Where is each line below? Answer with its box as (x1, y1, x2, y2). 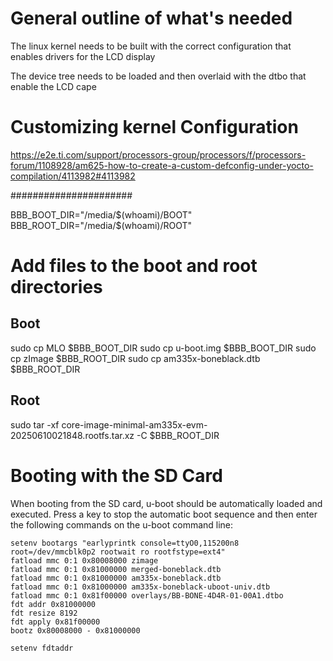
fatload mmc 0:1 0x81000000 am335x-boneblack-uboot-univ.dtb (10, 582, 271, 592)
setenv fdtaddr (10, 643, 74, 653)
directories (10, 276, 103, 299)
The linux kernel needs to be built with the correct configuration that (10, 40, 292, 52)
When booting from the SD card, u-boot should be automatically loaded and (10, 497, 323, 509)
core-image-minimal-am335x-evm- (61, 418, 208, 431)
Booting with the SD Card (10, 464, 223, 487)
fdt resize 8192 (10, 608, 78, 618)
